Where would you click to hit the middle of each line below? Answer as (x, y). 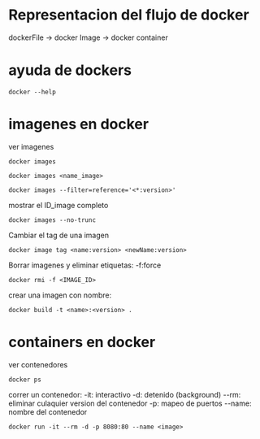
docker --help (32, 92)
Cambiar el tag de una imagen (59, 235)
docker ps (25, 380)
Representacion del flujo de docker (129, 15)
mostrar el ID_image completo (58, 205)
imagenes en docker (78, 124)
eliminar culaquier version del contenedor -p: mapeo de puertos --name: (130, 403)
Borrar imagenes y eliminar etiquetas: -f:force (85, 265)
